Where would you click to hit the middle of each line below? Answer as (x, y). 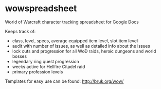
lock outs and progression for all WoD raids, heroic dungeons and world (84, 51)
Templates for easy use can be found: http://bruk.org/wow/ (64, 81)
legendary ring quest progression (45, 61)
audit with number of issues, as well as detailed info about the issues (81, 46)
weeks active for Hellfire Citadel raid (48, 67)
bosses (19, 56)
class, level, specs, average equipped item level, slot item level (75, 41)
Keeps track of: (20, 31)
